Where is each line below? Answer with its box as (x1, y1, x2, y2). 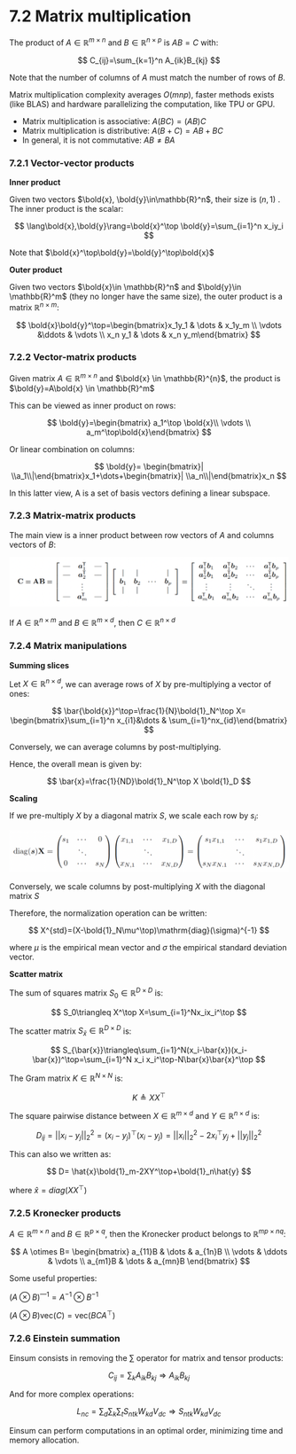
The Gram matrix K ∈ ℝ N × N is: (9, 1071, 124, 1083)
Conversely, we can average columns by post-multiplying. (9, 742, 222, 753)
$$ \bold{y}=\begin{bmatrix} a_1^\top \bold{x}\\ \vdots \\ (47, 417, 251, 427)
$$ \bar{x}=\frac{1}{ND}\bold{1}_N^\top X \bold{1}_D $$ (47, 776, 251, 786)
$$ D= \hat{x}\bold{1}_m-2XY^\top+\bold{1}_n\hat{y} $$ (46, 1166, 252, 1176)
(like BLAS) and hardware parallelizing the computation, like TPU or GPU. (9, 98, 276, 109)
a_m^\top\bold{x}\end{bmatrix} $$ (85, 426, 213, 437)
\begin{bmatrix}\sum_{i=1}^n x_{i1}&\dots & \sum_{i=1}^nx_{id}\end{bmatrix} (10, 715, 288, 726)
